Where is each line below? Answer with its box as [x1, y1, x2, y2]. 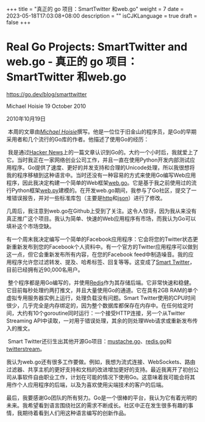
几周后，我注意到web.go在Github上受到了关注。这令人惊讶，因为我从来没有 [6, 207, 197, 215]
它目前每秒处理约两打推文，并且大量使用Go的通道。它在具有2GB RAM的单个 [6, 286, 198, 294]
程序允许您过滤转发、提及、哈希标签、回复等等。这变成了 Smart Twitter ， [11, 258, 195, 265]
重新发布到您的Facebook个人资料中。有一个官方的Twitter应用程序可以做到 [11, 243, 198, 250]
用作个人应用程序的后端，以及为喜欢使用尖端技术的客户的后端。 [6, 381, 167, 388]
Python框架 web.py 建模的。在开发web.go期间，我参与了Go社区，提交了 [11, 187, 192, 194]
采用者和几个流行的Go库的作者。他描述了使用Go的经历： [6, 135, 149, 143]
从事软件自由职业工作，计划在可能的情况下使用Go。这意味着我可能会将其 [11, 373, 195, 381]
